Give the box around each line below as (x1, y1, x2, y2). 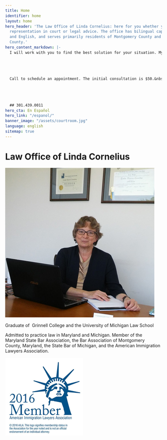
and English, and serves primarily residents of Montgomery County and (9, 34, 162, 39)
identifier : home (5, 13, 41, 18)
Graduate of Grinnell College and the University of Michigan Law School (5, 322, 154, 328)
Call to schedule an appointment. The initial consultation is (9, 76, 143, 82)
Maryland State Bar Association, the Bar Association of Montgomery (5, 337, 145, 343)
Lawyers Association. (5, 348, 49, 354)
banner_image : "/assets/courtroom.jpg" (5, 119, 88, 124)
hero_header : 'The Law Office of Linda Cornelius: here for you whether (5, 24, 159, 29)
